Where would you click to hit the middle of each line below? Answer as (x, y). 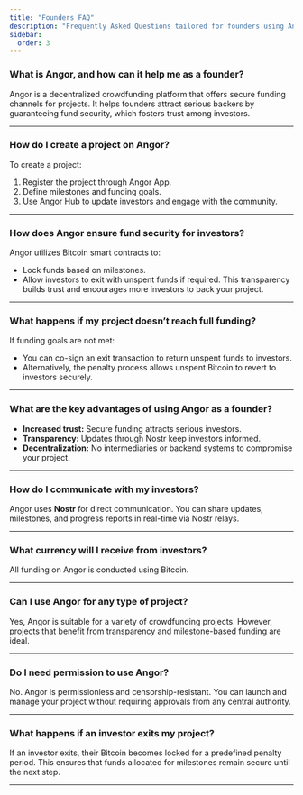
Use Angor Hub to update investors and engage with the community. (150, 201)
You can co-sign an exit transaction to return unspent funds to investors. (157, 358)
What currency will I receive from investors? (108, 550)
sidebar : (26, 34)
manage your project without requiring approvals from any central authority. (150, 701)
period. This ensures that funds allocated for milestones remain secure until (150, 763)
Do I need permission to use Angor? (89, 672)
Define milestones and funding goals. (92, 191)
